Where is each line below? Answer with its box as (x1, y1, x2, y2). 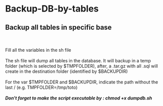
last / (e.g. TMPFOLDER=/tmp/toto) (5, 84, 78, 90)
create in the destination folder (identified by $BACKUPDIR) (5, 68, 128, 74)
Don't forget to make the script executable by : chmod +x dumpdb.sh (5, 95, 152, 101)
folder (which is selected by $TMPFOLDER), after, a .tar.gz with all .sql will (5, 63, 158, 69)
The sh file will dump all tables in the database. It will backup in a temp (5, 58, 151, 63)
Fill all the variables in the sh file (5, 47, 71, 53)
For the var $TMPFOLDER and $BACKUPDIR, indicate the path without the (5, 79, 158, 85)
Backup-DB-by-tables (5, 3, 99, 15)
